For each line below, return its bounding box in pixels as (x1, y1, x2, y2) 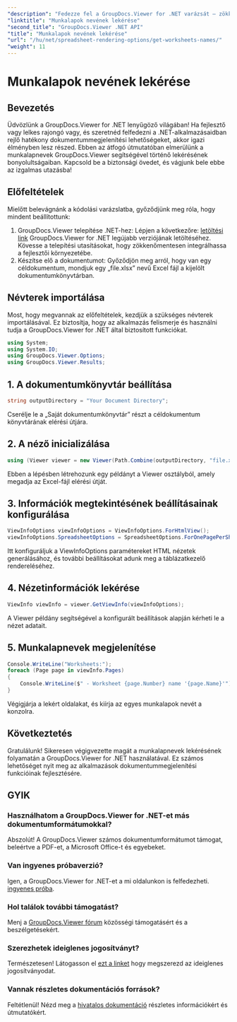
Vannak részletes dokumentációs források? (7, 985, 160, 994)
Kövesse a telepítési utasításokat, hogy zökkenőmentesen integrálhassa (17, 241, 227, 250)
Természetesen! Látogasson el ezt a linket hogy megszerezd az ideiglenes (7, 959, 224, 968)
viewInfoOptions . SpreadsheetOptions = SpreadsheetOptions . (7, 534, 185, 541)
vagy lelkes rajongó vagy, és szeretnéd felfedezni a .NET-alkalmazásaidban (7, 128, 227, 137)
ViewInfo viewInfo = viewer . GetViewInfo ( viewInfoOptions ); (7, 600, 185, 608)
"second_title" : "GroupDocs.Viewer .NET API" (7, 23, 143, 30)
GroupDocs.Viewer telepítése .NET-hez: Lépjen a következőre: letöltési (17, 226, 224, 234)
